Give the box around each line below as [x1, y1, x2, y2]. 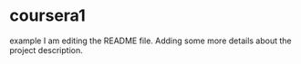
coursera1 [9, 5, 87, 26]
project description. [9, 44, 84, 55]
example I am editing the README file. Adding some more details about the [9, 35, 292, 46]
